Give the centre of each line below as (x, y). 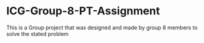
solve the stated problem (37, 33)
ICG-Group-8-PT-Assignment (83, 11)
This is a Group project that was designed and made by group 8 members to (102, 27)
